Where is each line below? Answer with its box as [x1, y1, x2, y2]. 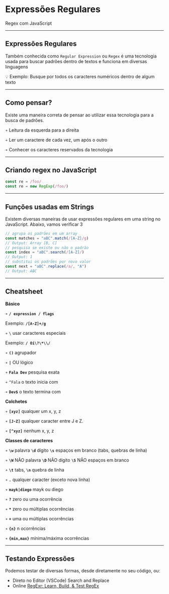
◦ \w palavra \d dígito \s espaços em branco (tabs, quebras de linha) [5, 447, 147, 453]
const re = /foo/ [5, 179, 42, 185]
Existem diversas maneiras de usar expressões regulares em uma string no [5, 216, 161, 222]
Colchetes [5, 398, 28, 404]
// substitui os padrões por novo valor [5, 259, 92, 264]
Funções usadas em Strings [5, 203, 94, 211]
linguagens [5, 64, 29, 70]
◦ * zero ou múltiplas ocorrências [5, 506, 74, 512]
